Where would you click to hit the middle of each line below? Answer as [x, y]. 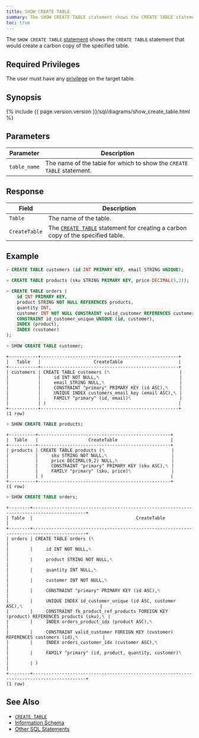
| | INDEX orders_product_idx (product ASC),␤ [80, 622]
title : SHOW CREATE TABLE [38, 12]
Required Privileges [43, 64]
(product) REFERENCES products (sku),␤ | [58, 617]
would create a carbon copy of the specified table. [68, 46]
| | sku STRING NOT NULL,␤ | [90, 455]
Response [25, 192]
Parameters [28, 137]
